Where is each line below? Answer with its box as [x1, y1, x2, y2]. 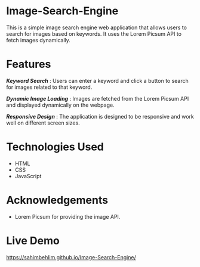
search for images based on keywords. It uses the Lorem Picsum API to [6, 30, 182, 37]
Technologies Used [6, 140, 104, 154]
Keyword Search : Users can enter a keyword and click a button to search [6, 77, 189, 84]
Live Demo [6, 234, 60, 247]
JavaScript [14, 172, 42, 179]
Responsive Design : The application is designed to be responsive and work [6, 113, 194, 120]
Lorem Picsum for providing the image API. [14, 213, 121, 220]
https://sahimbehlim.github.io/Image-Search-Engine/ [6, 253, 136, 260]
